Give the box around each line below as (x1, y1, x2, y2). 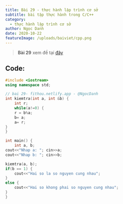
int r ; (14, 101, 28, 106)
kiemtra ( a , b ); (5, 161, 37, 167)
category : (5, 17, 26, 22)
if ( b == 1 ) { (5, 166, 33, 171)
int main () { (5, 138, 33, 143)
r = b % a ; (14, 110, 33, 115)
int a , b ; (14, 143, 35, 148)
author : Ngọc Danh (5, 26, 44, 31)
